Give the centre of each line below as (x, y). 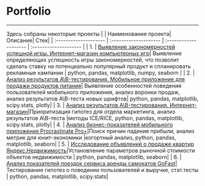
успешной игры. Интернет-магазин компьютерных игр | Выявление (94, 53)
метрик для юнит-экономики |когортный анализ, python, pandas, (91, 137)
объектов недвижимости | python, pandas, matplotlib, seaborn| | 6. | (94, 157)
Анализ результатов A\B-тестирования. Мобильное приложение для (95, 79)
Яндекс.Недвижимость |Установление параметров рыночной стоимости (101, 150)
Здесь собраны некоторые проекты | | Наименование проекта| (89, 34)
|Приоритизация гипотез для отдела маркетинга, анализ (102, 112)
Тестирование (25, 170)
